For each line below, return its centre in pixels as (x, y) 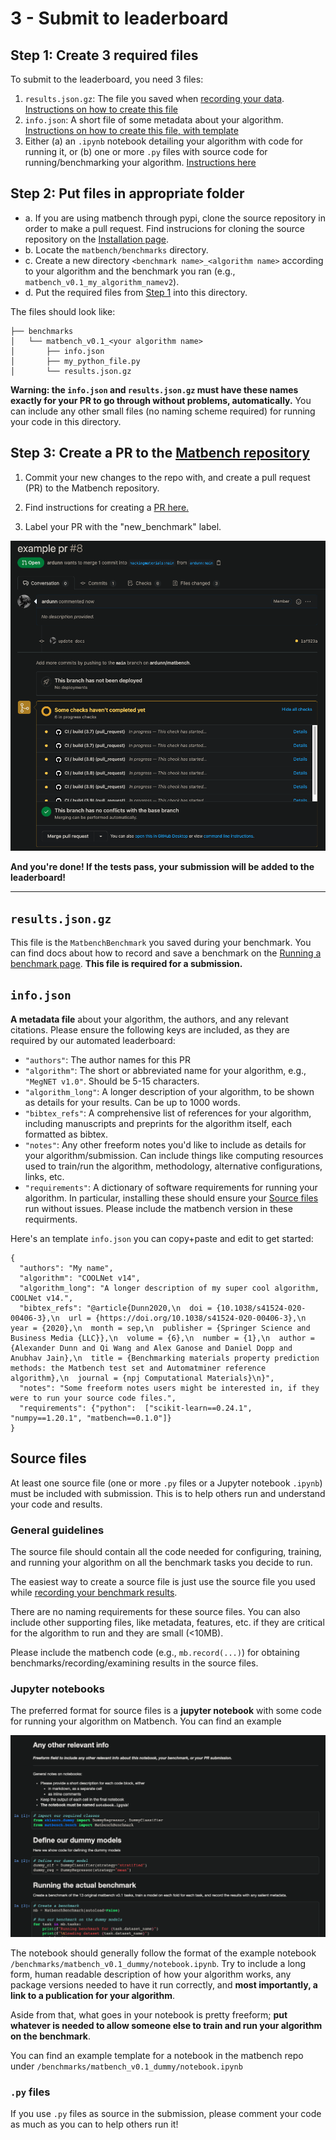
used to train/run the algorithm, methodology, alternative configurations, (173, 1166)
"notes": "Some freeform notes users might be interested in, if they (169, 1388)
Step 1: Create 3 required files (104, 55)
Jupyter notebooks (57, 1689)
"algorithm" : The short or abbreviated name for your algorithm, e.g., (165, 1070)
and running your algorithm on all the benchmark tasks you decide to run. (161, 1562)
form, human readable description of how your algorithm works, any (151, 1974)
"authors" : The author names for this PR (108, 1059)
